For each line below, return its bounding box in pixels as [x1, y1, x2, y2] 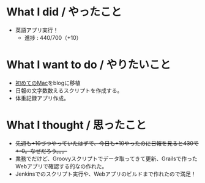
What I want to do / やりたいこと [6, 58, 171, 72]
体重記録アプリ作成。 [15, 94, 69, 102]
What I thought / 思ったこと [6, 118, 147, 132]
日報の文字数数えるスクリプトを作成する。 [15, 86, 123, 94]
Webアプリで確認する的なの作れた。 [15, 162, 108, 170]
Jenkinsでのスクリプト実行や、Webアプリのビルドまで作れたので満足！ [15, 170, 197, 177]
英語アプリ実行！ [15, 26, 59, 34]
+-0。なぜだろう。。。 [15, 147, 67, 154]
